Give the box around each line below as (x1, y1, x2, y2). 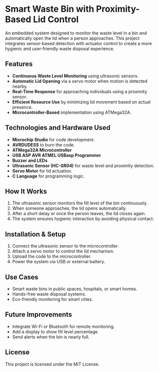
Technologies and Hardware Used (5, 124, 111, 132)
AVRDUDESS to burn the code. (12, 142, 75, 148)
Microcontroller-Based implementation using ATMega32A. (12, 109, 132, 115)
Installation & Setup (5, 230, 66, 238)
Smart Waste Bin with (5, 3, 94, 15)
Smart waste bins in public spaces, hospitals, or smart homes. (12, 286, 137, 292)
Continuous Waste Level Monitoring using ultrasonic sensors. (12, 73, 139, 79)
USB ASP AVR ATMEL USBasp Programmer (12, 152, 101, 158)
